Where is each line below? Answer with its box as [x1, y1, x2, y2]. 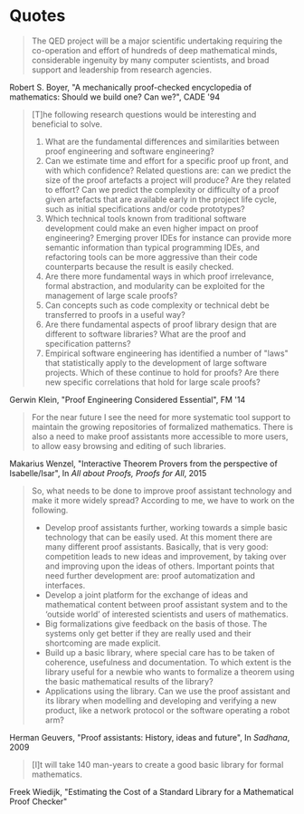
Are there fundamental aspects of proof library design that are [44, 319, 278, 330]
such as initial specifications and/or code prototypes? [44, 203, 246, 214]
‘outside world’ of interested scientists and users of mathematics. [44, 608, 289, 619]
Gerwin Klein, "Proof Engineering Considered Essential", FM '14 [9, 394, 246, 405]
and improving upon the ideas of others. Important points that [44, 560, 275, 571]
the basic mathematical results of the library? [44, 675, 214, 686]
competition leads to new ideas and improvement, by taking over [44, 551, 287, 561]
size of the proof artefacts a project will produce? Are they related [44, 174, 291, 186]
